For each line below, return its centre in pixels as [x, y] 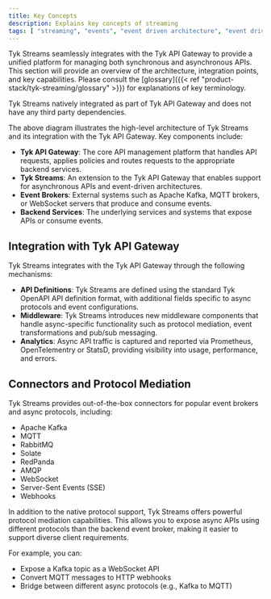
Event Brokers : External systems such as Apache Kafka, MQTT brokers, [140, 195]
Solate [31, 453]
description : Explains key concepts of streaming [94, 23]
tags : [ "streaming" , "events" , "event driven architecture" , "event [128, 31]
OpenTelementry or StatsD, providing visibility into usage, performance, [139, 350]
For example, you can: [45, 553]
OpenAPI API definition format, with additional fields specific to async [135, 299]
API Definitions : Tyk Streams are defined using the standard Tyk [127, 290]
